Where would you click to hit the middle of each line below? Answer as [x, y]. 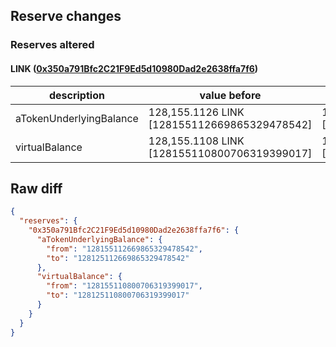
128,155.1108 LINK [196, 141]
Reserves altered [52, 45]
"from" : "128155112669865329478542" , [124, 249]
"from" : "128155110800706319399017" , [124, 286]
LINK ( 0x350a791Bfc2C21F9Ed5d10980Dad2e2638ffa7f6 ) [134, 68]
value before [230, 95]
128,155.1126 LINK [196, 112]
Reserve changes [66, 16]
